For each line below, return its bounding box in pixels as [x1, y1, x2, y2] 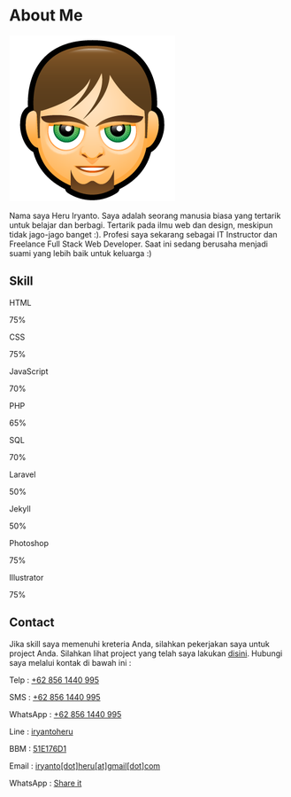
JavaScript [9, 365, 49, 377]
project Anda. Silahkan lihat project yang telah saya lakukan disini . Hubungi [9, 648, 283, 659]
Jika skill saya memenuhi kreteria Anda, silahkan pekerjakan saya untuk [9, 638, 270, 649]
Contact [9, 615, 55, 630]
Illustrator [9, 572, 44, 582]
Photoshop [9, 537, 50, 548]
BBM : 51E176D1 [9, 743, 67, 754]
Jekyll [9, 503, 31, 514]
